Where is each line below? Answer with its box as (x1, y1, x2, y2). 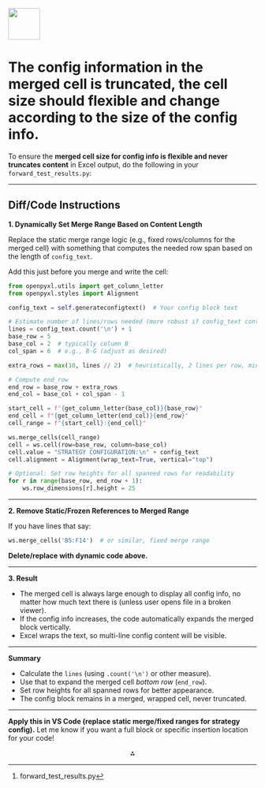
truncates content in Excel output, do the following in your (8, 159, 200, 169)
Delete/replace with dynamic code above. (8, 551, 148, 560)
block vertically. (19, 622, 72, 632)
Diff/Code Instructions (8, 199, 121, 212)
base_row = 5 (8, 333, 51, 341)
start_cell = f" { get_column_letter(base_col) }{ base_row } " (8, 405, 203, 413)
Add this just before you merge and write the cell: (8, 267, 169, 276)
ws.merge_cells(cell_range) (8, 433, 101, 441)
